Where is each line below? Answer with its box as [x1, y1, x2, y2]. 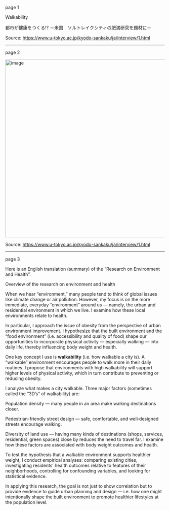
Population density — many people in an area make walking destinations [5, 401, 156, 406]
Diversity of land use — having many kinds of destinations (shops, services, [5, 431, 163, 437]
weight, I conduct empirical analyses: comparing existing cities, [5, 457, 138, 463]
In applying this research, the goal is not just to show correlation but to [5, 483, 152, 489]
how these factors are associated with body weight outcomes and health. [5, 442, 158, 448]
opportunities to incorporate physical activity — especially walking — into [5, 339, 158, 344]
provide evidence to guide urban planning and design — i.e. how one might [5, 489, 162, 494]
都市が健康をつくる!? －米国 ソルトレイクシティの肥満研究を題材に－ [5, 25, 152, 30]
